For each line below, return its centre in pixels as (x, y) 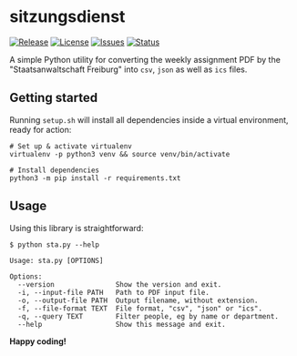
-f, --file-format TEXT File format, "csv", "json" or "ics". (140, 308)
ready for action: (41, 129)
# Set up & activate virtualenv (71, 146)
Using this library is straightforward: (77, 228)
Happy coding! (38, 341)
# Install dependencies (55, 170)
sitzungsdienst (67, 17)
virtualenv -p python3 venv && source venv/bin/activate (120, 154)
